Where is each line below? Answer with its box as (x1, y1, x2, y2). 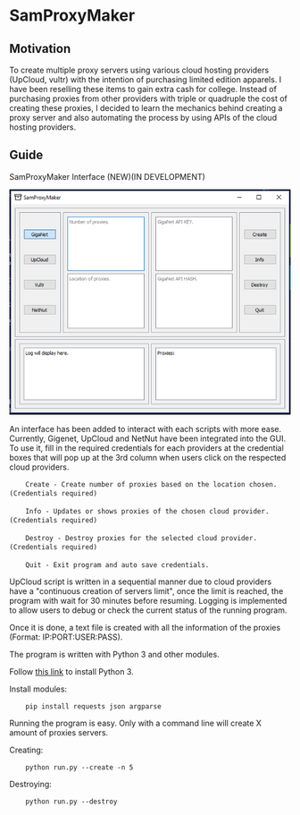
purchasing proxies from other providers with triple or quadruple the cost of (9, 93, 287, 104)
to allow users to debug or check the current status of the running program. (9, 605, 287, 615)
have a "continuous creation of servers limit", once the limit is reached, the (9, 586, 284, 597)
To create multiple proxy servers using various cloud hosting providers (9, 64, 270, 75)
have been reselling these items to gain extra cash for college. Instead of (9, 84, 277, 94)
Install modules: (9, 683, 68, 694)
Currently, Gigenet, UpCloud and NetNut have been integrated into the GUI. (9, 433, 287, 444)
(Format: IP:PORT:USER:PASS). (9, 632, 123, 642)
